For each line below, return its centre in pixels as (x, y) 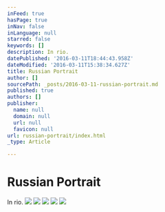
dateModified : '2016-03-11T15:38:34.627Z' (69, 65)
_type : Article (29, 142)
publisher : (23, 104)
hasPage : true (27, 20)
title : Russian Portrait (43, 71)
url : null (27, 123)
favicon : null (33, 129)
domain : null (32, 116)
